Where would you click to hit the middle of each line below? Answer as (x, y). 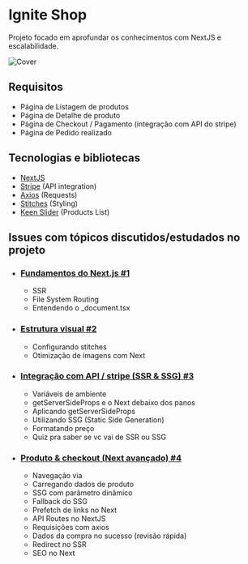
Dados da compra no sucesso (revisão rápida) (109, 536)
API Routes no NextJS (69, 519)
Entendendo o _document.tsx (81, 308)
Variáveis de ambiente (69, 394)
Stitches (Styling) (49, 203)
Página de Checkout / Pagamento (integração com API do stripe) (128, 124)
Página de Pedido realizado (66, 132)
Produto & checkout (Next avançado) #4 (101, 458)
